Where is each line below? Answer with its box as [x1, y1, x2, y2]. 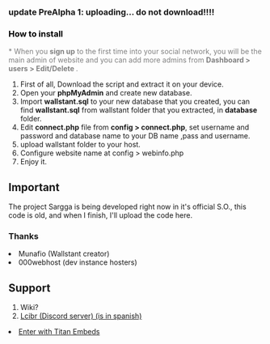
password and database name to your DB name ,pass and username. [19, 131, 251, 141]
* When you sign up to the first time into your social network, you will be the [8, 47, 263, 57]
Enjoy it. [19, 157, 47, 167]
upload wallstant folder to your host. [19, 140, 141, 150]
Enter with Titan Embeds [19, 327, 100, 337]
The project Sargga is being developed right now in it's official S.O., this [8, 202, 247, 212]
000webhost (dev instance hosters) [19, 257, 137, 267]
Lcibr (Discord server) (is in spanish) [19, 311, 142, 321]
